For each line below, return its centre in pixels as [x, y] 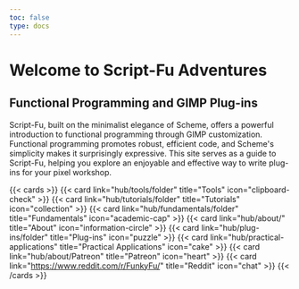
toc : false [29, 17]
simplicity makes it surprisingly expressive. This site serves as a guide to [143, 153]
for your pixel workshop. [67, 172]
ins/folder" [29, 237]
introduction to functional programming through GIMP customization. [136, 134]
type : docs [29, 26]
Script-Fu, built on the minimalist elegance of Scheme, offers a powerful [141, 124]
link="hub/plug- [231, 227]
